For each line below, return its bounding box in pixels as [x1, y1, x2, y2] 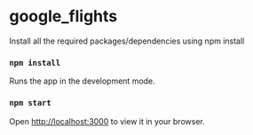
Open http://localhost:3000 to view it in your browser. [9, 115, 206, 126]
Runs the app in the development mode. [9, 75, 155, 86]
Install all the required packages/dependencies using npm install [9, 36, 245, 46]
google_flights [9, 6, 118, 27]
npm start [9, 98, 51, 108]
